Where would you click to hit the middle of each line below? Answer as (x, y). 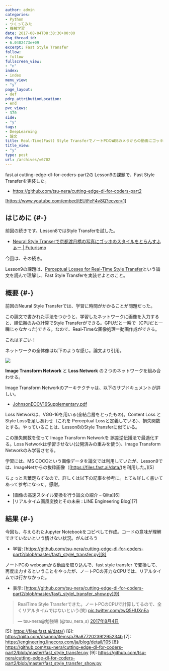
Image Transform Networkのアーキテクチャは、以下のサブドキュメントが (81, 388)
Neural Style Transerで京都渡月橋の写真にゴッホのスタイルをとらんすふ (87, 242)
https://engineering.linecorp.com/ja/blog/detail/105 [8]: (62, 642)
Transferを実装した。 (27, 181)
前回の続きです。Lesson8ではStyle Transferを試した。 (62, 231)
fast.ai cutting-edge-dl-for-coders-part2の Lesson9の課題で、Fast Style (80, 175)
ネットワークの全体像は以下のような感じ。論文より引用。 (65, 351)
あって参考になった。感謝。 (34, 484)
